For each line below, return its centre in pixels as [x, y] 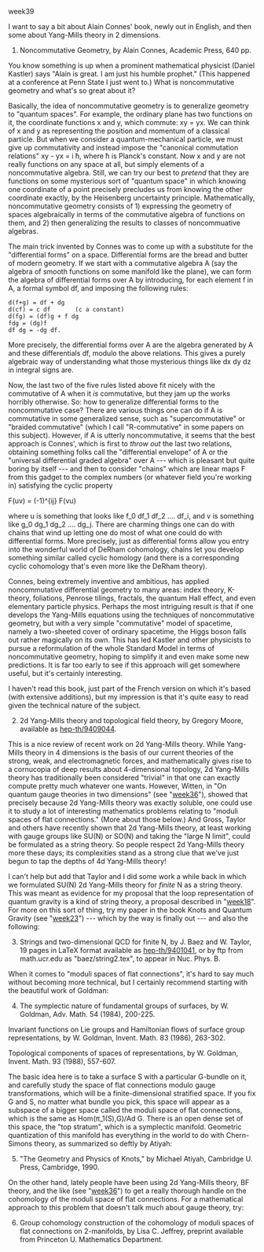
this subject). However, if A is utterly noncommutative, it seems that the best [132, 435]
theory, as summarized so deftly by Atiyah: [103, 1143]
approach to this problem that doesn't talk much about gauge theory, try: [126, 1208]
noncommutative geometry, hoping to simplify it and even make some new [129, 657]
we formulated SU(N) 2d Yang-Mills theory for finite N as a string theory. [125, 885]
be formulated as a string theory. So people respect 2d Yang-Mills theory [126, 844]
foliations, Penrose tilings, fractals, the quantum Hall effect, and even [144, 598]
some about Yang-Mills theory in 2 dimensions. [84, 35]
